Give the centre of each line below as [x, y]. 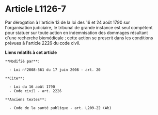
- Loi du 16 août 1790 [32, 87]
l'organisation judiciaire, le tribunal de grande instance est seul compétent [79, 27]
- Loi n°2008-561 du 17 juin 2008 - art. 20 [55, 70]
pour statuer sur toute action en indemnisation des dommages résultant [77, 33]
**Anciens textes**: [26, 99]
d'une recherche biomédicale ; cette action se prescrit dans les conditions [79, 38]
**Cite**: [15, 78]
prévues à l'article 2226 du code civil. [43, 43]
